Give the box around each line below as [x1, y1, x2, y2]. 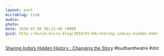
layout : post [5, 7, 33, 13]
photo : [5, 21, 19, 27]
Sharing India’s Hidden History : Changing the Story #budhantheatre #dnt [5, 45, 159, 51]
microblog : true [5, 12, 40, 17]
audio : [5, 17, 19, 22]
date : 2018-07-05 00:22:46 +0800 [5, 26, 76, 32]
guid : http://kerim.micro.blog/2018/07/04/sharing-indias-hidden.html [5, 31, 158, 36]
